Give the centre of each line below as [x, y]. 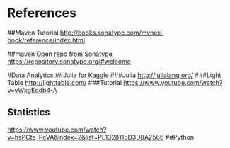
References [42, 13]
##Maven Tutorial [33, 33]
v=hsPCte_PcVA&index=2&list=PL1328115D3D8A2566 [86, 137]
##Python [180, 137]
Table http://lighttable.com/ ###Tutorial [65, 82]
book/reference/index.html [46, 40]
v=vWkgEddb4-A [33, 90]
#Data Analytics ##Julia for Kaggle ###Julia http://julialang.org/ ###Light [114, 75]
